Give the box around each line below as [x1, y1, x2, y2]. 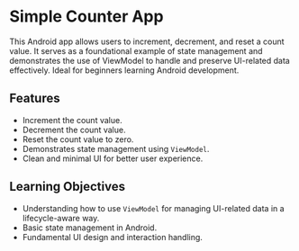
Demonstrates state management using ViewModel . [22, 143, 210, 154]
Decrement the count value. [22, 124, 126, 135]
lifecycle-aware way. [22, 212, 100, 223]
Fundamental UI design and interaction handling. [22, 231, 203, 242]
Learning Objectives [9, 179, 126, 194]
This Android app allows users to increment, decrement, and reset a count [9, 36, 285, 47]
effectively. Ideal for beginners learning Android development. [9, 65, 240, 76]
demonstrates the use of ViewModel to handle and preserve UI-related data [9, 55, 290, 66]
